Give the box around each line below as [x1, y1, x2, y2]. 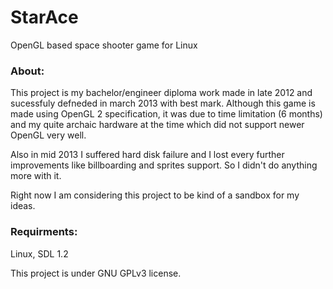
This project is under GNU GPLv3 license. [10, 267, 182, 279]
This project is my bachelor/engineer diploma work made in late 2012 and [10, 87, 313, 99]
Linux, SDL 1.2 [10, 247, 69, 260]
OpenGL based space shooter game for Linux [10, 39, 198, 51]
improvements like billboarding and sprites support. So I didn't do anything [10, 159, 318, 171]
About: [10, 64, 45, 78]
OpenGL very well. [10, 129, 87, 141]
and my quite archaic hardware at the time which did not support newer [10, 119, 305, 131]
